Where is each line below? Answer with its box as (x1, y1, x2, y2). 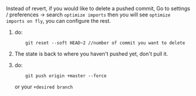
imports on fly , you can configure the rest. (6, 18, 111, 24)
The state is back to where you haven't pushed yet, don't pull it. (14, 50, 169, 57)
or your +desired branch (14, 83, 73, 90)
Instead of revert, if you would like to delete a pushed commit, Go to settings (6, 5, 190, 12)
